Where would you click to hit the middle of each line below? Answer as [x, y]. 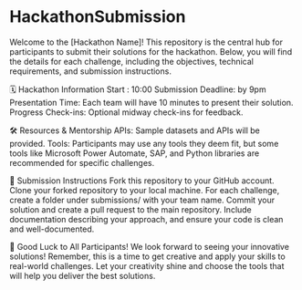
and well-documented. [52, 229]
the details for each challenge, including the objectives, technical [131, 61]
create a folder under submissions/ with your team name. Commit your [142, 200]
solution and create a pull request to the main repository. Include [131, 209]
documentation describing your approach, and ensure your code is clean [146, 219]
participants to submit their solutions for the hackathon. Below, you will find [151, 51]
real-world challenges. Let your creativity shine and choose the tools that [147, 265]
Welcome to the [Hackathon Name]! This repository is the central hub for [146, 42]
